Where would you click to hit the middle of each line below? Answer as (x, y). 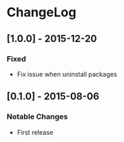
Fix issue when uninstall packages (67, 74)
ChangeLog (41, 12)
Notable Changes (37, 116)
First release (35, 132)
